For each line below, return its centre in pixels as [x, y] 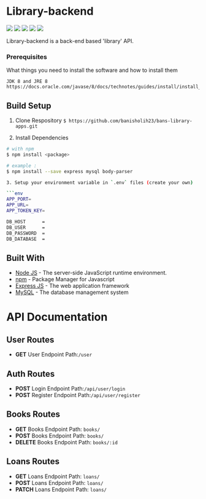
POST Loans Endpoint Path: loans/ [59, 482]
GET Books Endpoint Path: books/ [58, 429]
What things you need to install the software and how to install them [92, 70]
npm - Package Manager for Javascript [65, 279]
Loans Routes [33, 462]
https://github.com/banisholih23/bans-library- [130, 121]
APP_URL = [17, 205]
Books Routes [33, 415]
